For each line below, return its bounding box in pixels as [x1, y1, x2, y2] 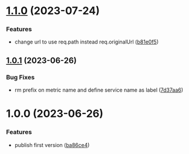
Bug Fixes [6, 73, 35, 81]
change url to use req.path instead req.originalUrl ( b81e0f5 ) [14, 38, 159, 45]
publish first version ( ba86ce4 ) [14, 141, 90, 148]
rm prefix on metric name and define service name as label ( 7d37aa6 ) [14, 86, 184, 93]
